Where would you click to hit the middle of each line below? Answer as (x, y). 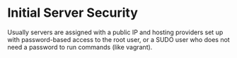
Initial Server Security (73, 13)
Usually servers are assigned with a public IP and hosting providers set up (115, 32)
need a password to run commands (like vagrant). (80, 47)
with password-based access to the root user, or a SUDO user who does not (118, 39)
